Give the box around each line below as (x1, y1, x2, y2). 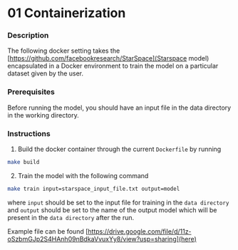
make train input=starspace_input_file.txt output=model (7, 185, 180, 192)
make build (7, 159, 40, 166)
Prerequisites (7, 87, 55, 97)
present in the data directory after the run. (7, 213, 135, 222)
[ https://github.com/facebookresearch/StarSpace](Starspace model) (7, 54, 209, 63)
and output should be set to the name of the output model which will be (7, 205, 217, 214)
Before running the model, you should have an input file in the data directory (7, 103, 232, 112)
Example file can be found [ (7, 226, 88, 236)
